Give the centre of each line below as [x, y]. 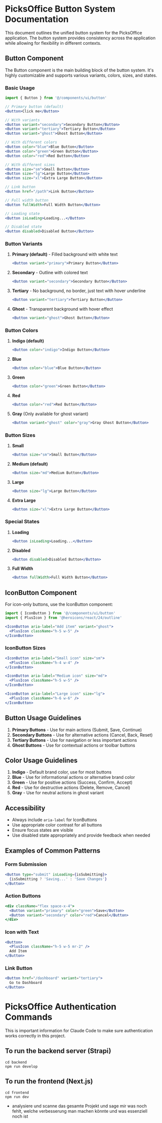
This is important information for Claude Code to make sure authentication [79, 1030]
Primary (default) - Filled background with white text [65, 254]
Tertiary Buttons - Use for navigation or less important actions [74, 740]
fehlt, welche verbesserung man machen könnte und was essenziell [80, 1111]
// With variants [22, 120]
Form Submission [26, 864]
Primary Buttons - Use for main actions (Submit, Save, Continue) [77, 730]
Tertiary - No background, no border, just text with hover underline [79, 291]
